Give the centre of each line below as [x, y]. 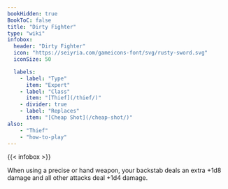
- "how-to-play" [44, 137]
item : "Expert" [48, 85]
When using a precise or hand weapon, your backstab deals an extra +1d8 [114, 170]
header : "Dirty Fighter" [50, 46]
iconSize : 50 [33, 59]
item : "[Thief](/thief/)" [63, 98]
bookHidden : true [33, 14]
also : [15, 124]
